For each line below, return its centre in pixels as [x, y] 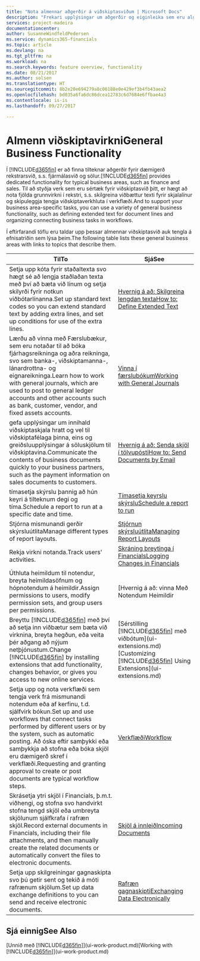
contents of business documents [55, 460]
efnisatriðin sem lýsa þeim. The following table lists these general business [97, 238]
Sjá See [154, 259]
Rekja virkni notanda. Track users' [56, 552]
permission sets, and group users [56, 603]
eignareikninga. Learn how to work [57, 376]
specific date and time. [41, 514]
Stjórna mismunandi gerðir [46, 524]
